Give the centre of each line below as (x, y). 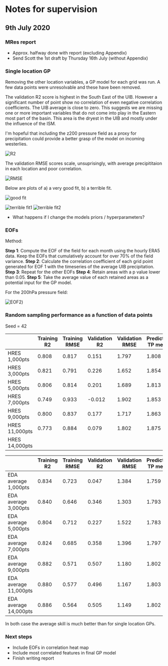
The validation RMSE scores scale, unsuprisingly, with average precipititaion (84, 163)
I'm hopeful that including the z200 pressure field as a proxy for (71, 133)
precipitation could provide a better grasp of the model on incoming (75, 139)
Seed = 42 (16, 326)
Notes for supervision (51, 9)
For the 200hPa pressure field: (37, 292)
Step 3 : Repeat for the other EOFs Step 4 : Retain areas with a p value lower (83, 272)
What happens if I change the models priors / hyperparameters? (78, 217)
